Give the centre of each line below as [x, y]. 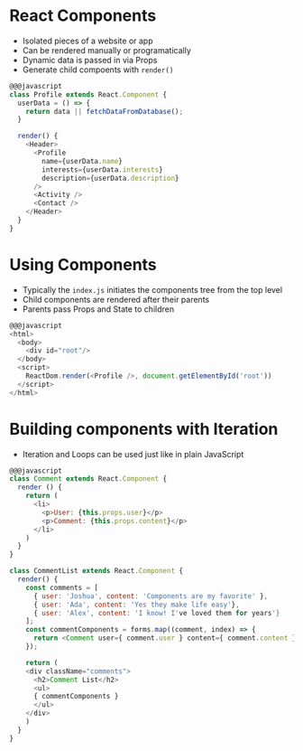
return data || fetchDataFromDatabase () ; [104, 111]
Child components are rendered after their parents [116, 299]
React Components [83, 16]
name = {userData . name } [83, 161]
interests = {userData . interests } [103, 169]
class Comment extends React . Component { [88, 479]
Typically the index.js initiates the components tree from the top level [152, 289]
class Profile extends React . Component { [88, 94]
